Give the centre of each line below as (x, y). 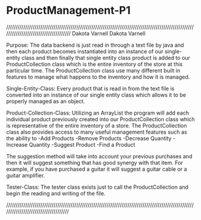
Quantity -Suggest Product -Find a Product (82, 144)
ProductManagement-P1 (68, 10)
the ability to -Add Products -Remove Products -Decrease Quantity (89, 138)
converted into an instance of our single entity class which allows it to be (96, 95)
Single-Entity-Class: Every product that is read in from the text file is (91, 88)
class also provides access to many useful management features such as (97, 132)
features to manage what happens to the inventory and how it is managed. (98, 77)
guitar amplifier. (25, 175)
